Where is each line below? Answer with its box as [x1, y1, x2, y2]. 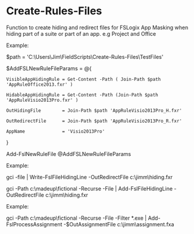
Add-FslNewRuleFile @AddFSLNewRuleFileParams [6, 150, 132, 157]
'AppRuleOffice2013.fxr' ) [6, 82, 73, 88]
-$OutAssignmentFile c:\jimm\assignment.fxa [63, 220, 174, 227]
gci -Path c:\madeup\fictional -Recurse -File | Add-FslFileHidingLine [6, 185, 173, 192]
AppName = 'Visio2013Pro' [6, 128, 105, 135]
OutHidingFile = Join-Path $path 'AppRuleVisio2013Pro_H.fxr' [6, 107, 183, 114]
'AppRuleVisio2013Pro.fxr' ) [6, 97, 79, 103]
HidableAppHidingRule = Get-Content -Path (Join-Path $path [6, 92, 159, 98]
